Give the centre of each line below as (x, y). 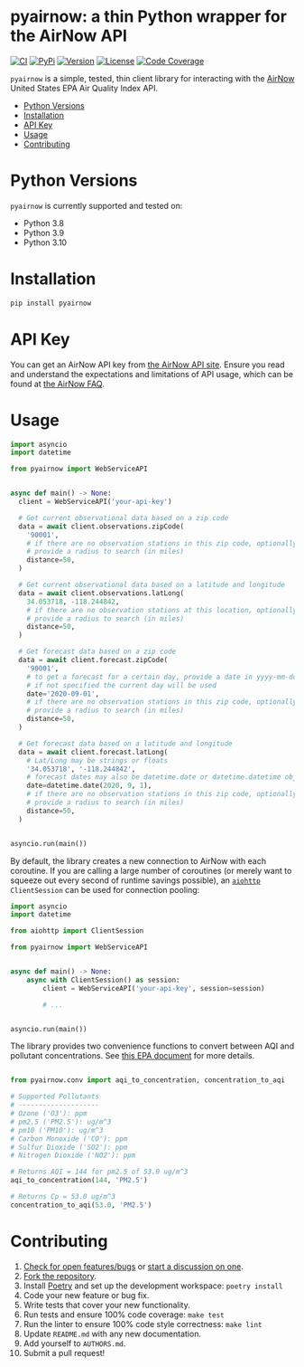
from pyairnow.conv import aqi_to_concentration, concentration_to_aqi (147, 1080)
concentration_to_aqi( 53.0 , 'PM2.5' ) (81, 1205)
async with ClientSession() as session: (103, 980)
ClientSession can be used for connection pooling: (105, 889)
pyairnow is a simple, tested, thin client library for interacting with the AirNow (152, 78)
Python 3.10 (45, 242)
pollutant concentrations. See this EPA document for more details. (133, 1056)
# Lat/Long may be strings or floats (97, 760)
